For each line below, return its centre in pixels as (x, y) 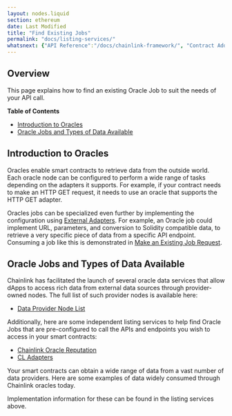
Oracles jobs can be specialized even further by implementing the (101, 213)
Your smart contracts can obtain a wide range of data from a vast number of (116, 371)
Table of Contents (33, 111)
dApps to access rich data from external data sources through (96, 288)
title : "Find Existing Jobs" (49, 33)
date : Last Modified (37, 26)
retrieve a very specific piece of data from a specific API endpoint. (101, 235)
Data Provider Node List (51, 309)
